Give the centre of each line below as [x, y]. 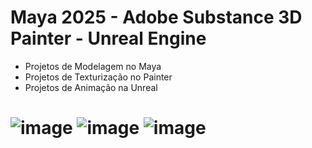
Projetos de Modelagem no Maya [93, 66]
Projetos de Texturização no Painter [98, 77]
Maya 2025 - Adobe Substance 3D [156, 17]
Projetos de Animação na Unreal [91, 87]
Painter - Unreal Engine [108, 38]
